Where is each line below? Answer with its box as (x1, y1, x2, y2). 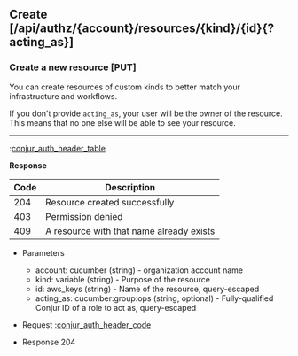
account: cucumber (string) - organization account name (35, 265, 244, 275)
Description (105, 181, 156, 193)
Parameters (21, 247, 65, 258)
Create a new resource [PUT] (9, 61, 137, 74)
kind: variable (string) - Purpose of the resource (35, 274, 211, 284)
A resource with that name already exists (45, 225, 216, 237)
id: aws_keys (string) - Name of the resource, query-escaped (35, 283, 260, 294)
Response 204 (21, 337, 76, 347)
